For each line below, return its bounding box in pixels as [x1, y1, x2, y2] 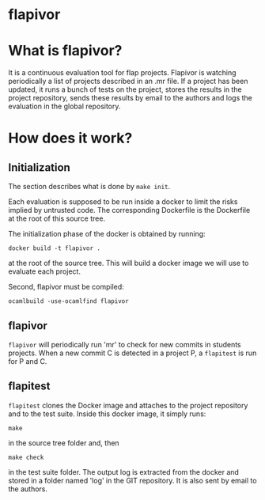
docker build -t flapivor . [8, 244, 101, 252]
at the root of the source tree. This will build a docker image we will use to [8, 259, 249, 268]
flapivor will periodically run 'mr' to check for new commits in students [8, 339, 241, 349]
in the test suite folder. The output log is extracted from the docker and [8, 467, 240, 476]
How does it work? [8, 129, 133, 147]
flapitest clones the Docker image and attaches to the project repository [8, 400, 248, 410]
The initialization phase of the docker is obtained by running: [8, 229, 206, 239]
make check [8, 453, 44, 461]
